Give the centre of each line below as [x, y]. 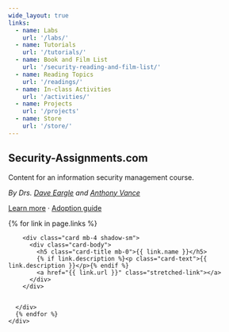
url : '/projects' [51, 112]
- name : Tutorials [46, 45]
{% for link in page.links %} [53, 223]
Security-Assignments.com [78, 158]
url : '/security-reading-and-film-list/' [92, 67]
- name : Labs [37, 30]
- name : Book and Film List [62, 60]
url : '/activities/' [56, 97]
